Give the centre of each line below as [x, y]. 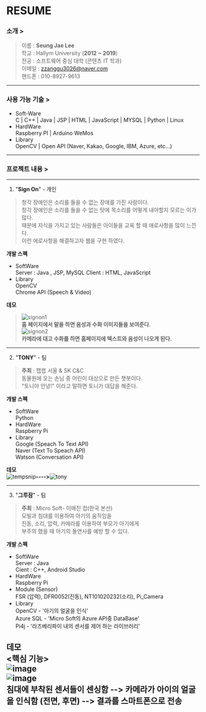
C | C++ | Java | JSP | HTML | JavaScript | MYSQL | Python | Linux [99, 120]
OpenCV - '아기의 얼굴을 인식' [52, 611]
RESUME [29, 11]
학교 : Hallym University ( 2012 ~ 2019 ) [70, 53]
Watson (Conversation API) [49, 457]
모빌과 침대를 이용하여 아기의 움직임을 [67, 516]
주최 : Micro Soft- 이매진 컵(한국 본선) [67, 508]
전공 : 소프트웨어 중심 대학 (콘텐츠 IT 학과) [71, 61]
